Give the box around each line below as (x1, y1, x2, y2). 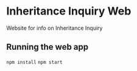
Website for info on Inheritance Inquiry (6, 24, 103, 32)
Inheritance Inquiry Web (6, 4, 132, 18)
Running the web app (6, 42, 89, 52)
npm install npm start (6, 59, 63, 65)
